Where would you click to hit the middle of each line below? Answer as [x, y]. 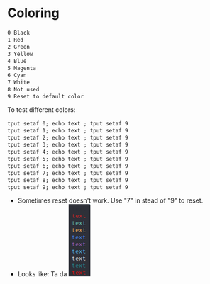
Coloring [33, 13]
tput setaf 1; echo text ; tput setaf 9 [68, 130]
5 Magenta [22, 68]
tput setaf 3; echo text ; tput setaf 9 [68, 144]
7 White [19, 82]
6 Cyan [17, 75]
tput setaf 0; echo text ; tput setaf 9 [68, 123]
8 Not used [23, 89]
